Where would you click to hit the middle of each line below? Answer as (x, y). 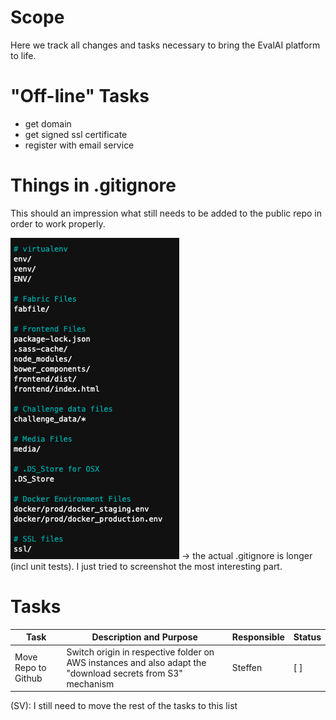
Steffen (247, 667)
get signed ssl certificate (76, 134)
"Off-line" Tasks (80, 96)
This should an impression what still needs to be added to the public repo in (166, 213)
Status (307, 637)
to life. (23, 55)
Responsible (258, 637)
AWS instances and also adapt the (136, 662)
